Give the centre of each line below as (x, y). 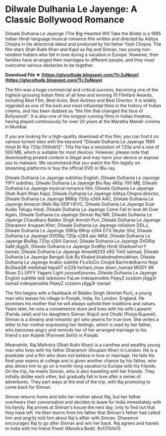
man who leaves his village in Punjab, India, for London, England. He (75, 298)
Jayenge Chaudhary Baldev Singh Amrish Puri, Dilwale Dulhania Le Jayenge (83, 220)
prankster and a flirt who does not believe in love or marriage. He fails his (80, 355)
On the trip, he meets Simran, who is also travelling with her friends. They (80, 371)
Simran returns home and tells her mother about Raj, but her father (73, 397)
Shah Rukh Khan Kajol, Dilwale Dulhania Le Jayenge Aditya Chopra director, (83, 193)
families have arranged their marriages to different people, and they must (80, 60)
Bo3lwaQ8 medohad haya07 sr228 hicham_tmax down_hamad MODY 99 (80, 267)
